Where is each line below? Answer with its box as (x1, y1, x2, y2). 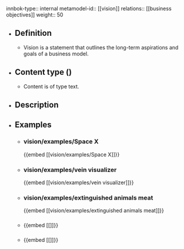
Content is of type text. (23, 82, 79, 90)
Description (14, 100, 59, 110)
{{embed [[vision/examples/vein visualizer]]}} (23, 179, 134, 186)
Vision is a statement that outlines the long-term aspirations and (23, 44, 179, 51)
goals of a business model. (23, 50, 89, 57)
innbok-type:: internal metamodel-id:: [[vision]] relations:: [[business (6, 5, 172, 12)
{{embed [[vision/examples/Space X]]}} (23, 151, 120, 158)
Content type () (14, 67, 72, 77)
